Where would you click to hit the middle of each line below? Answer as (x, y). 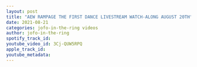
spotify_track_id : (28, 38)
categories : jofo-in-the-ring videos (52, 28)
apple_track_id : (26, 50)
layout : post (22, 11)
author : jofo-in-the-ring (38, 33)
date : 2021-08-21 (27, 22)
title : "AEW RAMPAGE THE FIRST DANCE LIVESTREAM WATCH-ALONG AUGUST (91, 17)
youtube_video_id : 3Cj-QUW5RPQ (44, 44)
